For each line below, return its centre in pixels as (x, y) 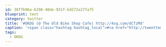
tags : (11, 32)
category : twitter (24, 19)
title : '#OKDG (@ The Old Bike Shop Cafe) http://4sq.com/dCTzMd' (75, 23)
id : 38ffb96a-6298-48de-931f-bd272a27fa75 (49, 10)
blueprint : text (22, 14)
